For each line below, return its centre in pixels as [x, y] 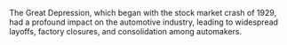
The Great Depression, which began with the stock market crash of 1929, [143, 13]
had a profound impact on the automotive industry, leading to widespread [143, 22]
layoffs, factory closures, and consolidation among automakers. [126, 31]
